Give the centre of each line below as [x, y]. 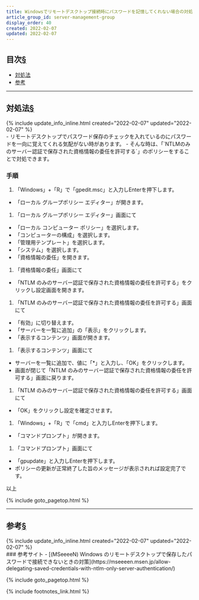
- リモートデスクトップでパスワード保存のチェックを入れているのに [88, 136]
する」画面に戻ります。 [48, 378]
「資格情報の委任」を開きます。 [54, 257]
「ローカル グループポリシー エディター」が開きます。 [81, 202]
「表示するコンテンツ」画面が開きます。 [64, 338]
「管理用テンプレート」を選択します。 [61, 243]
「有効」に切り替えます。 [46, 323]
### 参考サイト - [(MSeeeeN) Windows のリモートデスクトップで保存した [97, 554]
